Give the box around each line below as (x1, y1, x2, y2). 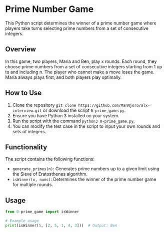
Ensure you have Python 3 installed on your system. (12, 112, 119, 118)
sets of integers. (12, 128, 46, 134)
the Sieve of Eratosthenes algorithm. (12, 171, 87, 177)
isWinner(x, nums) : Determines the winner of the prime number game (12, 176, 156, 183)
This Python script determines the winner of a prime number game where (5, 20, 156, 26)
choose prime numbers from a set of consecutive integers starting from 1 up (5, 63, 162, 69)
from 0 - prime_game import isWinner (5, 210, 79, 215)
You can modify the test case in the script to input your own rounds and (12, 123, 160, 129)
